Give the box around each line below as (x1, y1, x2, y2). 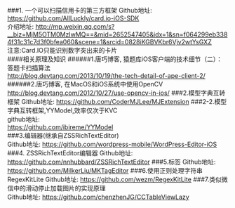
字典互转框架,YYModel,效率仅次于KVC (7, 106, 118, 115)
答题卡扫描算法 (7, 64, 51, 72)
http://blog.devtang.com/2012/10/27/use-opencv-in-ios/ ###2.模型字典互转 (7, 89, 226, 97)
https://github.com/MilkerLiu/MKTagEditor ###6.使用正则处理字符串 (7, 167, 203, 174)
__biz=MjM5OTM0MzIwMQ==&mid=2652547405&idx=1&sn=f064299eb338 (7, 30, 228, 39)
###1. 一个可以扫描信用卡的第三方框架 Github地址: (7, 6, 152, 14)
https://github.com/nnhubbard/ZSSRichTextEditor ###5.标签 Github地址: (7, 157, 216, 166)
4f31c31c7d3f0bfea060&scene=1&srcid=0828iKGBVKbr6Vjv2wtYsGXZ (7, 38, 212, 46)
